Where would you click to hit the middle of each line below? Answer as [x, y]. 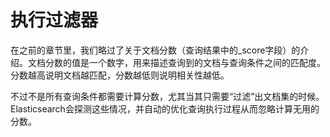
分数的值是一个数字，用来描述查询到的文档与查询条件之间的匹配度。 [185, 62]
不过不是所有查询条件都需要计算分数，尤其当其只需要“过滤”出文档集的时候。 [167, 96]
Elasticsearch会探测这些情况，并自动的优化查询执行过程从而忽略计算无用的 [165, 108]
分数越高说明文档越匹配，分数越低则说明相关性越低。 [120, 75]
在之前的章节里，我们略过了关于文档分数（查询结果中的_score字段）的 [155, 50]
